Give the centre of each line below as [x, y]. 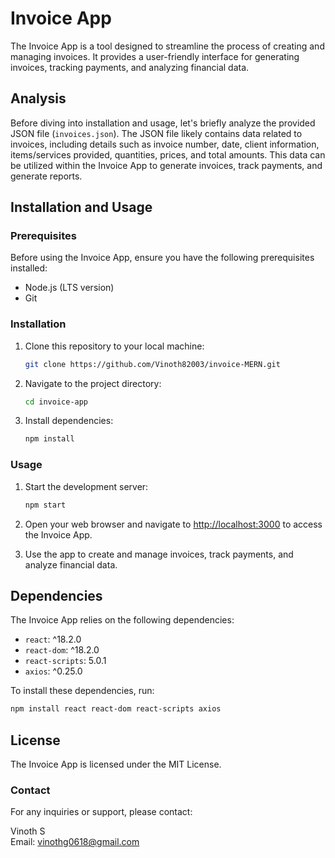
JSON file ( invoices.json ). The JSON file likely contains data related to [156, 133]
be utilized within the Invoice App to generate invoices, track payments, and [166, 165]
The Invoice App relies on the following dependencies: [122, 620]
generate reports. [46, 176]
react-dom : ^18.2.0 [62, 650]
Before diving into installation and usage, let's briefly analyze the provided [163, 123]
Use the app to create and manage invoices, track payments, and [159, 554]
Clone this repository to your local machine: [114, 346]
